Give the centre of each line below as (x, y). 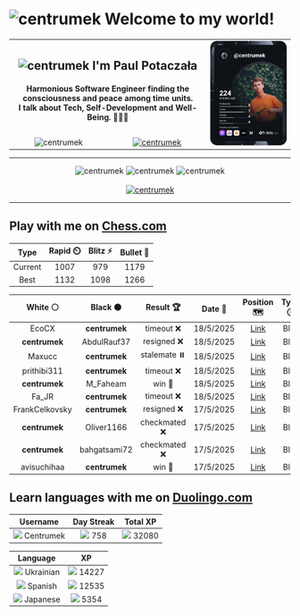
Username (39, 521)
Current (27, 267)
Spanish (42, 586)
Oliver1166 (106, 427)
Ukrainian (42, 572)
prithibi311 (42, 371)
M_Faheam (106, 384)
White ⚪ (43, 308)
